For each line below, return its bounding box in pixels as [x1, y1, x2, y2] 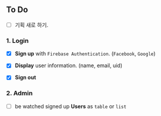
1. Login [6, 36, 29, 45]
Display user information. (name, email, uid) [14, 62, 123, 69]
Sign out [14, 74, 37, 81]
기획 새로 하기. [14, 21, 49, 29]
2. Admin [6, 89, 33, 98]
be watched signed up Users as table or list [14, 102, 127, 109]
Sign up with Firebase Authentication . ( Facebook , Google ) [14, 50, 156, 57]
